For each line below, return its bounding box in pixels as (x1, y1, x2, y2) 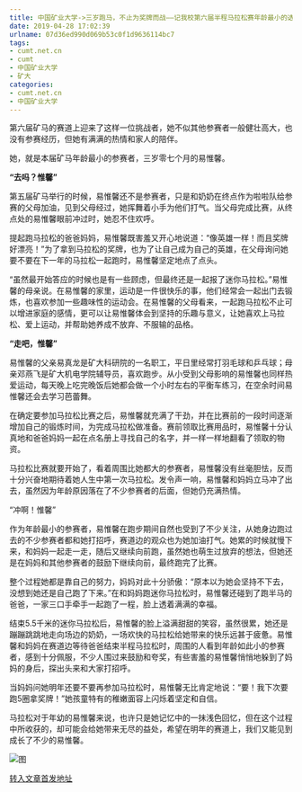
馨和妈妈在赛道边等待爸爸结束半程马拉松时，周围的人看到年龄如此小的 (9, 640, 270, 652)
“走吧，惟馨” (9, 338, 58, 349)
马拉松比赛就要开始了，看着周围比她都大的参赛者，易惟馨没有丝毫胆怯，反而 (9, 463, 293, 474)
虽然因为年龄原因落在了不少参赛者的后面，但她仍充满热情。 (24, 485, 245, 496)
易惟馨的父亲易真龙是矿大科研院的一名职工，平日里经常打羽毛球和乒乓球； (9, 357, 285, 369)
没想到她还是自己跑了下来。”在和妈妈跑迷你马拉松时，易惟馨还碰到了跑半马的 (9, 588, 293, 599)
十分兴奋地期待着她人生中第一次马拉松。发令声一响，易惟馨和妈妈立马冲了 (9, 474, 285, 485)
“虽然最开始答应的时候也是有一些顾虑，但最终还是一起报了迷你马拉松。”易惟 (9, 274, 289, 285)
